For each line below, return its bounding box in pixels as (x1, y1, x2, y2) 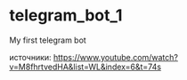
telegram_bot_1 (9, 5, 123, 26)
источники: (9, 52, 52, 62)
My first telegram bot (9, 35, 86, 45)
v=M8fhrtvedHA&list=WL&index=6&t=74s (9, 61, 162, 72)
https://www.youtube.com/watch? (53, 52, 178, 62)
